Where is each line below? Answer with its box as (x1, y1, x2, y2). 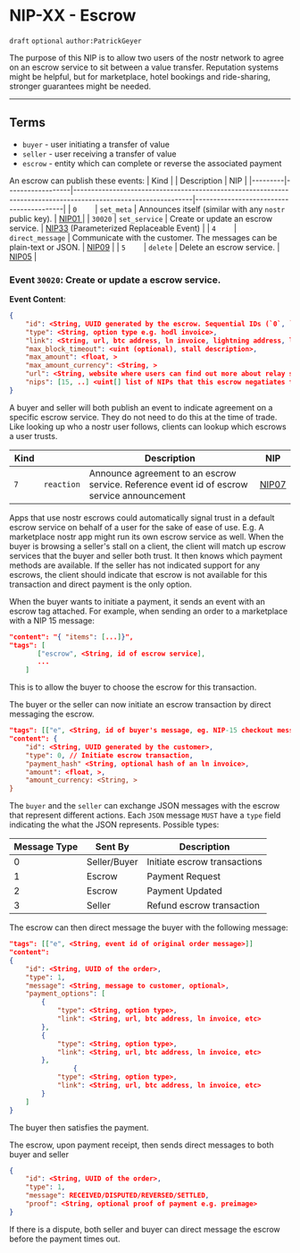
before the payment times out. (9, 1233, 121, 1244)
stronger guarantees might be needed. (9, 80, 152, 91)
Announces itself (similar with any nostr (137, 203, 286, 215)
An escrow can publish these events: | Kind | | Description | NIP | (9, 175, 247, 186)
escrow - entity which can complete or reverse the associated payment (21, 157, 282, 168)
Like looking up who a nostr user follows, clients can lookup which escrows (9, 421, 287, 432)
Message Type (13, 841, 79, 853)
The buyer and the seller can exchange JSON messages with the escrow (9, 800, 280, 811)
